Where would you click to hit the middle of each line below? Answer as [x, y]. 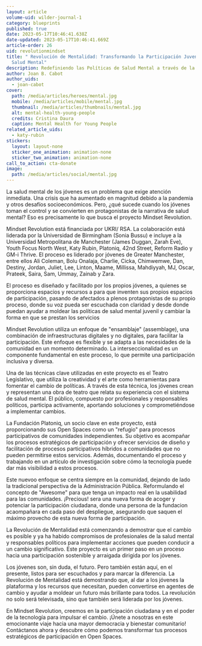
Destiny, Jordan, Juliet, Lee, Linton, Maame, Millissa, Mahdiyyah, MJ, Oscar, [100, 267]
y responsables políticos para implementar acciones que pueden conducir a [100, 543]
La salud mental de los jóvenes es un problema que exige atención [89, 192]
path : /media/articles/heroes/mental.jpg [64, 96]
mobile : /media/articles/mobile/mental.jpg [67, 101]
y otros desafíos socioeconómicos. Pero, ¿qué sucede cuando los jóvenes [98, 204]
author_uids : [23, 79]
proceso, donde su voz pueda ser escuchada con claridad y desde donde [98, 305]
